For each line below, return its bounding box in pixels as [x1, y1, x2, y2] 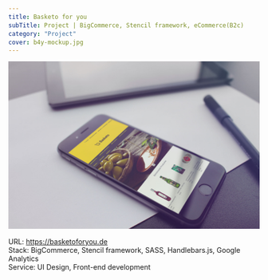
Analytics [8, 254, 39, 263]
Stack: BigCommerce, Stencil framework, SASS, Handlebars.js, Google [8, 245, 241, 254]
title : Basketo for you [8, 13, 88, 21]
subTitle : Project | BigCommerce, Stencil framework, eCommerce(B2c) [8, 21, 245, 30]
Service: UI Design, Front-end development [8, 262, 152, 271]
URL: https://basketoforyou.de [8, 236, 108, 246]
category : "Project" [8, 30, 77, 37]
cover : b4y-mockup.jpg [8, 38, 84, 46]
